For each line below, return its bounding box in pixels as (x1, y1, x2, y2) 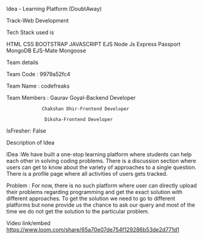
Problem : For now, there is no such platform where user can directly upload (6, 182, 197, 189)
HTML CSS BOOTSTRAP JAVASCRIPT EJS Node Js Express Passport (6, 41, 181, 47)
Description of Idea (6, 139, 55, 146)
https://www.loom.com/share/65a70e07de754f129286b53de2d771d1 (6, 226, 180, 233)
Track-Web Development (6, 17, 69, 24)
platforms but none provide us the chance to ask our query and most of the (6, 201, 196, 209)
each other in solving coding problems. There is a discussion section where (6, 158, 196, 164)
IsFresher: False (6, 127, 47, 134)
